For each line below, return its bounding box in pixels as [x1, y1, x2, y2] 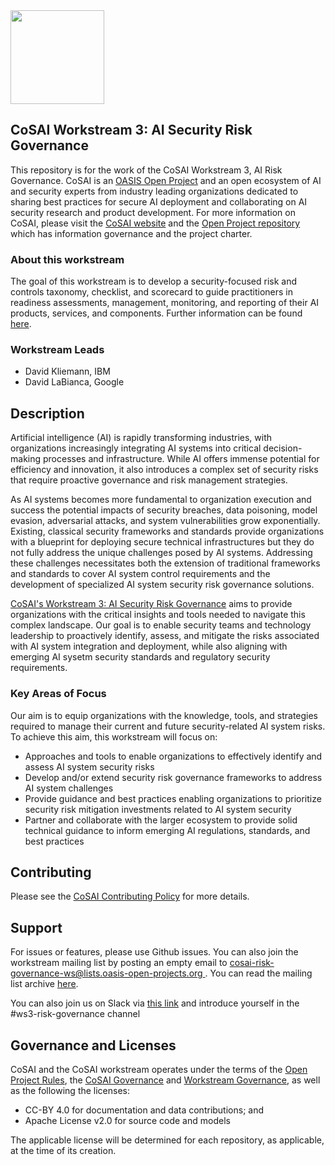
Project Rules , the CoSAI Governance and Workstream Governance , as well [10, 1074, 321, 1086]
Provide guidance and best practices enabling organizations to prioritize [24, 792, 322, 804]
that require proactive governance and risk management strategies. [10, 474, 288, 486]
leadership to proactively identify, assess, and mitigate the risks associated [10, 630, 320, 642]
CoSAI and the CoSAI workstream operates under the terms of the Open [10, 1063, 308, 1075]
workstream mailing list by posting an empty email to [10, 957, 228, 969]
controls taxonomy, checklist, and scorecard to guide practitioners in [10, 286, 294, 298]
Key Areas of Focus [10, 687, 107, 701]
